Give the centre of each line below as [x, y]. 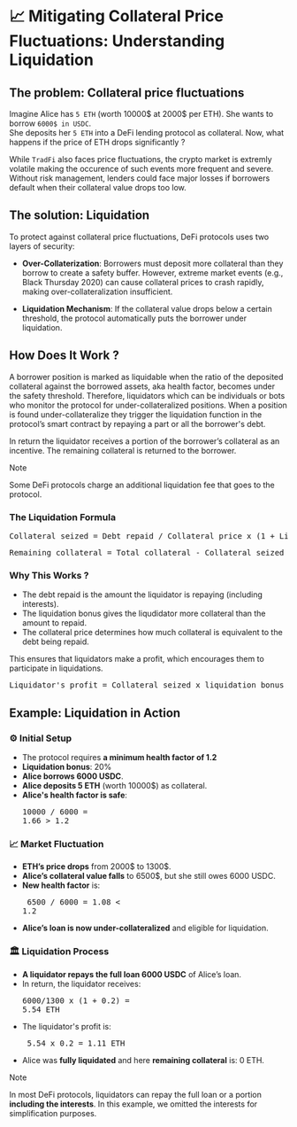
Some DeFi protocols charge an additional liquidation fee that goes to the [142, 485]
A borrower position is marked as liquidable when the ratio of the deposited [146, 377]
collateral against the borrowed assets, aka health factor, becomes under [142, 386]
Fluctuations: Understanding [117, 41]
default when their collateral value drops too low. [98, 187]
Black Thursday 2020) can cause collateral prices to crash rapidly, [143, 282]
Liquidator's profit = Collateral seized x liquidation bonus [147, 685]
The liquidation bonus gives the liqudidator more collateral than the [144, 614]
